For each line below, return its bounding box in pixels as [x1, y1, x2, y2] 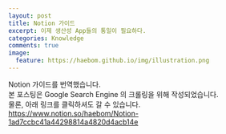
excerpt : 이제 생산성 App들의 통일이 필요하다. [8, 26, 147, 35]
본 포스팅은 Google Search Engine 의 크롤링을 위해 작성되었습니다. [8, 89, 219, 99]
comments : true [8, 42, 59, 50]
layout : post [8, 11, 52, 20]
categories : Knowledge [8, 34, 84, 43]
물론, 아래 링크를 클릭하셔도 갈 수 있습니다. [8, 99, 141, 109]
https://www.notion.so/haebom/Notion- [8, 108, 139, 118]
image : [8, 49, 30, 57]
